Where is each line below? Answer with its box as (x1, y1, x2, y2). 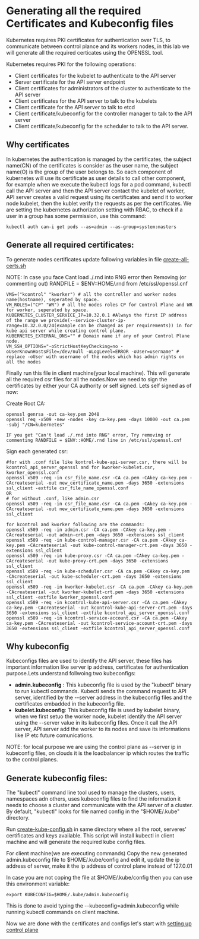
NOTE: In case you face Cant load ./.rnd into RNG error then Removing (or (6, 273, 187, 280)
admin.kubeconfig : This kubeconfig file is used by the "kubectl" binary (14, 681, 192, 688)
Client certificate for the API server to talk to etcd (14, 103, 135, 110)
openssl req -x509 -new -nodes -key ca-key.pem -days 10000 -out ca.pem (6, 416, 190, 422)
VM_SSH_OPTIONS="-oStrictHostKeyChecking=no (6, 343, 118, 349)
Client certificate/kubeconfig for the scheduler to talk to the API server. (14, 122, 189, 129)
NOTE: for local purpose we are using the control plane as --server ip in (6, 744, 182, 751)
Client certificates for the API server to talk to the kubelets (14, 97, 157, 105)
